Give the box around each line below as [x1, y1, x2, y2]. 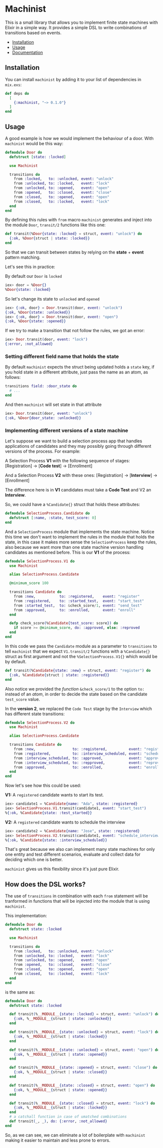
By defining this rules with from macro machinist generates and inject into [5, 217, 152, 223]
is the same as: [5, 989, 35, 995]
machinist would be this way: [5, 140, 64, 146]
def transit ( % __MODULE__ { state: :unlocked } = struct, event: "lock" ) [9, 1030, 153, 1035]
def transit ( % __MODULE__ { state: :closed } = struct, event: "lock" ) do [9, 1101, 155, 1106]
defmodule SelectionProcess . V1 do [5, 558, 75, 564]
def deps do [5, 91, 29, 96]
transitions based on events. [5, 30, 62, 35]
